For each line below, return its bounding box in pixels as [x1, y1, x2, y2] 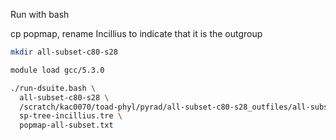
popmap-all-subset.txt [19, 120, 114, 131]
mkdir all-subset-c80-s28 [10, 47, 118, 57]
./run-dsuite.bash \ [10, 83, 97, 93]
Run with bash [10, 9, 70, 20]
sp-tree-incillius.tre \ [19, 111, 123, 121]
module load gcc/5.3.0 [10, 65, 105, 75]
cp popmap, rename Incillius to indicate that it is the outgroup [10, 28, 263, 39]
